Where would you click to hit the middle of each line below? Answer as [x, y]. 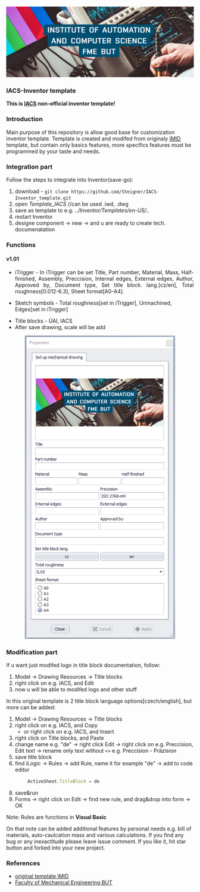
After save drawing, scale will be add [60, 327]
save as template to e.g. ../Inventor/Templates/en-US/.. [82, 210]
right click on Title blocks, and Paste [59, 738]
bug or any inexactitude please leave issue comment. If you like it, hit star [96, 842]
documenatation [35, 229]
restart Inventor [34, 216]
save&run [26, 793]
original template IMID [42, 876]
